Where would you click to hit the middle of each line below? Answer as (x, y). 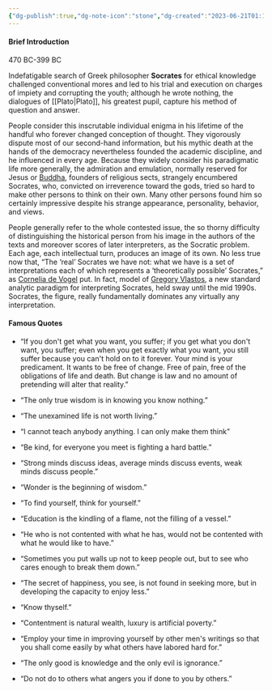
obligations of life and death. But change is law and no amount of (129, 376)
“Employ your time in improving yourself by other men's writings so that (140, 639)
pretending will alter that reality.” (74, 385)
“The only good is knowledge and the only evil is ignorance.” (121, 663)
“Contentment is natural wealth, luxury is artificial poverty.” (118, 623)
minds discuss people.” (59, 471)
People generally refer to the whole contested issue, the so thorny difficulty (134, 227)
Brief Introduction (39, 42)
